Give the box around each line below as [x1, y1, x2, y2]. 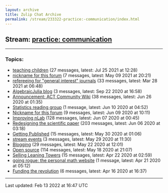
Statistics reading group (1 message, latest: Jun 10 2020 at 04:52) [12, 104, 148, 110]
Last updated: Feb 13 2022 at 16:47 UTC [5, 182, 88, 188]
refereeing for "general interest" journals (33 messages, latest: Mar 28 [12, 78, 157, 84]
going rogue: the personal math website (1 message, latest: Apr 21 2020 [12, 157, 161, 163]
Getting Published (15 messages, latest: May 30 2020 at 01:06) [12, 131, 142, 137]
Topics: [5, 56, 24, 63]
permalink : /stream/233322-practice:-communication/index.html [5, 16, 140, 21]
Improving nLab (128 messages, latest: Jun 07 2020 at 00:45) [12, 115, 140, 121]
